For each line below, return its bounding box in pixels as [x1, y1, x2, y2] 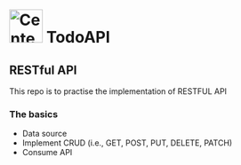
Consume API [21, 147, 73, 158]
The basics [9, 107, 59, 120]
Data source [21, 129, 68, 139]
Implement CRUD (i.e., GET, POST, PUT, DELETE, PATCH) [21, 137, 233, 148]
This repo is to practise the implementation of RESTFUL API [9, 86, 228, 97]
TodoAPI [45, 27, 111, 48]
